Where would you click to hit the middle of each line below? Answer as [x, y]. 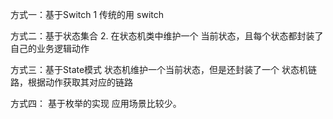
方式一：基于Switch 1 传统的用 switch [87, 14]
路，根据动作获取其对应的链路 [71, 82]
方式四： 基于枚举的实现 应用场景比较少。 [96, 103]
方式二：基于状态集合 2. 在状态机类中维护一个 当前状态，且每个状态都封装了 [167, 36]
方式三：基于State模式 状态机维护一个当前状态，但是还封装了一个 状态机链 [163, 69]
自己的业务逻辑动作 [50, 48]
